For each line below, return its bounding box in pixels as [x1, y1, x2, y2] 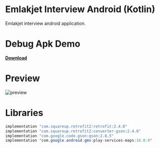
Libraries [5, 107, 43, 119]
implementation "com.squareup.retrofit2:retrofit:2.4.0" [5, 124, 128, 129]
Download [5, 55, 27, 61]
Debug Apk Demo [5, 38, 81, 50]
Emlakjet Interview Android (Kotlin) [5, 4, 155, 15]
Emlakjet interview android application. [5, 20, 86, 26]
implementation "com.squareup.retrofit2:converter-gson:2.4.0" [5, 128, 141, 134]
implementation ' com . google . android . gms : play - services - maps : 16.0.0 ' [5, 138, 152, 143]
